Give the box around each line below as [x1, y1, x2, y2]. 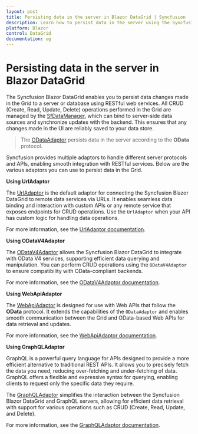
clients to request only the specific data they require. [6, 380, 134, 387]
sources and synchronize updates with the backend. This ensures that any [6, 119, 187, 126]
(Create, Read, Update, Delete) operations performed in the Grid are [6, 106, 171, 113]
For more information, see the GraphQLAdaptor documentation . [6, 421, 160, 428]
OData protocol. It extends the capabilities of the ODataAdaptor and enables [6, 308, 189, 315]
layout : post [6, 8, 38, 15]
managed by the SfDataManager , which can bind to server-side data [6, 112, 173, 119]
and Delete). [6, 410, 37, 417]
